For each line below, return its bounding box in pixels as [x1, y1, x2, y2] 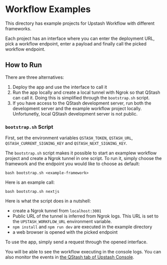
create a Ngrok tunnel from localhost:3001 [12, 208, 102, 214]
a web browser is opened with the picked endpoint [12, 229, 118, 235]
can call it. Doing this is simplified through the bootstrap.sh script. [12, 94, 150, 100]
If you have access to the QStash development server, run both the [12, 100, 152, 106]
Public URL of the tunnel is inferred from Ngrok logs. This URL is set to [12, 213, 159, 219]
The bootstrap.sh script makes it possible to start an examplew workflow [5, 150, 157, 156]
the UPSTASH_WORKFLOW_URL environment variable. [12, 219, 112, 225]
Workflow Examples [5, 4, 91, 15]
